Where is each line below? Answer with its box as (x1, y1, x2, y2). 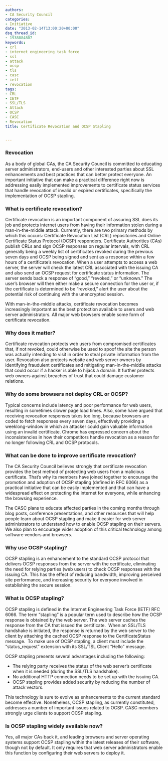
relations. (5, 378, 25, 384)
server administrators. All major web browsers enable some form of (5, 312, 144, 318)
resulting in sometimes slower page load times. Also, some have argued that (5, 407, 163, 413)
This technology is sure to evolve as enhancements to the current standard (5, 694, 160, 700)
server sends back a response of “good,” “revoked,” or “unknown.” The (5, 275, 152, 281)
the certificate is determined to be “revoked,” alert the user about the (5, 286, 148, 292)
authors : (5, 7, 24, 13)
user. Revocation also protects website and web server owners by (5, 357, 141, 363)
